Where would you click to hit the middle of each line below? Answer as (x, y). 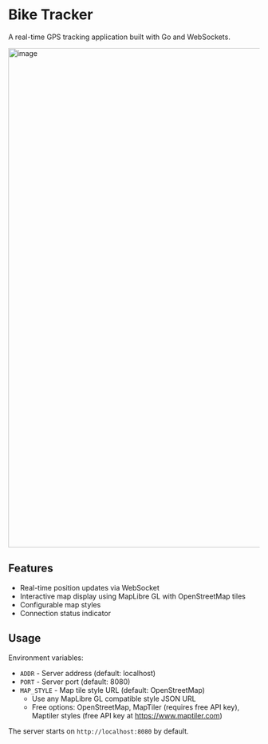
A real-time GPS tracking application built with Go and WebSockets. (120, 37)
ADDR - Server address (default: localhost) (88, 673)
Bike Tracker (51, 15)
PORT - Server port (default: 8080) (75, 682)
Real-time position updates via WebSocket (89, 587)
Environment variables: (46, 658)
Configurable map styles (60, 604)
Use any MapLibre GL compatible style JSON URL (114, 698)
